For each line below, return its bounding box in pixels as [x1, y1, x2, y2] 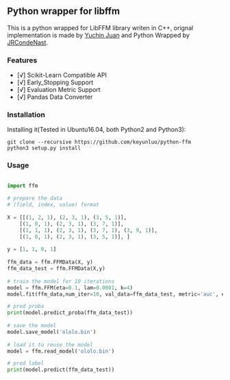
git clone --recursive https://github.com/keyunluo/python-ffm [7, 139, 192, 146]
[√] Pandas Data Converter [16, 93, 93, 102]
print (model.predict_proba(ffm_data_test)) [7, 309, 133, 316]
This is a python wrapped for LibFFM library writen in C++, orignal [7, 23, 194, 32]
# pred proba [7, 303, 44, 310]
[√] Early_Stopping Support [16, 78, 94, 86]
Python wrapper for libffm [7, 5, 120, 17]
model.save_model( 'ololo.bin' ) [7, 329, 97, 335]
